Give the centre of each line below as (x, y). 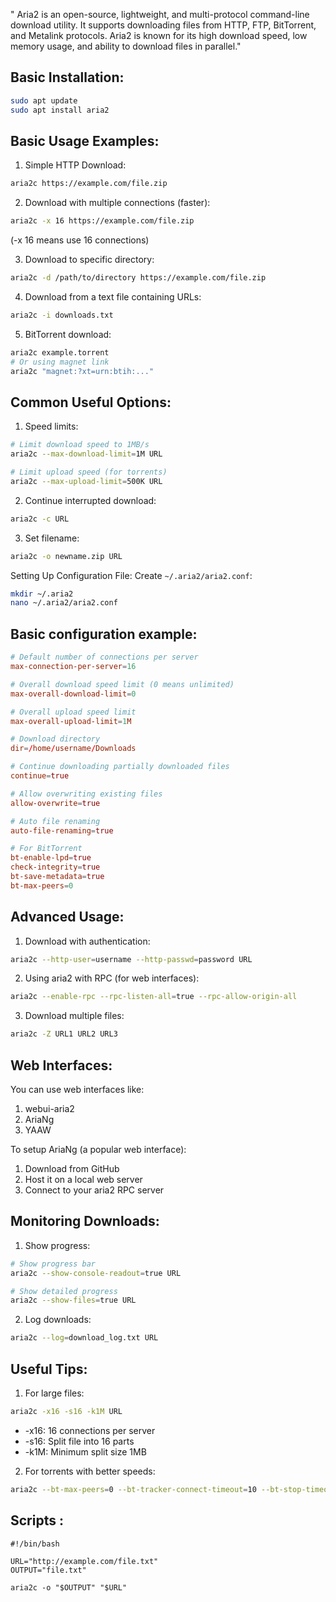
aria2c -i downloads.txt (62, 315)
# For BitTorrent (46, 849)
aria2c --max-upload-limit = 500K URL (86, 481)
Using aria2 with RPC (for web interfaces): (112, 978)
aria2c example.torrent (60, 352)
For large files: (54, 1393)
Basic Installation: (67, 77)
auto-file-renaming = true (62, 830)
